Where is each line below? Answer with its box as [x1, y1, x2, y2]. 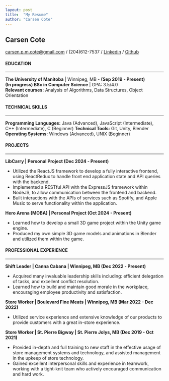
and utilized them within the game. [12, 236, 84, 242]
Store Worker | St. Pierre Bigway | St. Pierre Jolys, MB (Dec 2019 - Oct [5, 329, 154, 335]
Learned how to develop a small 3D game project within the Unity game [12, 220, 161, 226]
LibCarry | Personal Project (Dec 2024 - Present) [5, 158, 109, 164]
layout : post [5, 7, 33, 13]
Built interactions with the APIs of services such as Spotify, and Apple [12, 195, 157, 201]
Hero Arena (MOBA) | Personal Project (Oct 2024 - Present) [5, 210, 132, 216]
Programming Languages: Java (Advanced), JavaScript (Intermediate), [5, 120, 154, 126]
